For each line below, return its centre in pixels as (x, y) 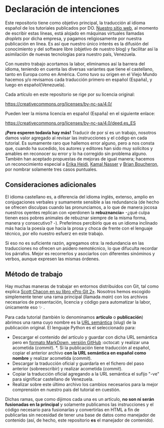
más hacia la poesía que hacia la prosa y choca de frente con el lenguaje (79, 228)
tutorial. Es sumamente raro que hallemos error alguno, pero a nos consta (80, 143)
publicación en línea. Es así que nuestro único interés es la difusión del (77, 43)
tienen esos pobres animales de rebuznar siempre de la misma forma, (76, 218)
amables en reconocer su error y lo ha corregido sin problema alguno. (76, 154)
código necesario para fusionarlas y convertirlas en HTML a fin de (72, 409)
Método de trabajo (34, 274)
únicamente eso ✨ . (25, 307)
